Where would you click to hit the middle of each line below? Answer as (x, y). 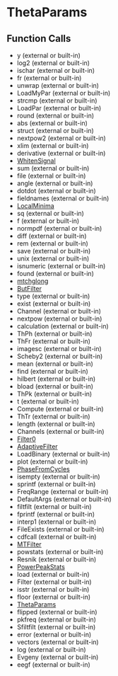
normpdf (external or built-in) (59, 228)
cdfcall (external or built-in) (57, 537)
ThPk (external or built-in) (54, 394)
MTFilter (29, 544)
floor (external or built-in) (54, 597)
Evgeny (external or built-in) (58, 657)
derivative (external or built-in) (61, 153)
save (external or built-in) (54, 251)
